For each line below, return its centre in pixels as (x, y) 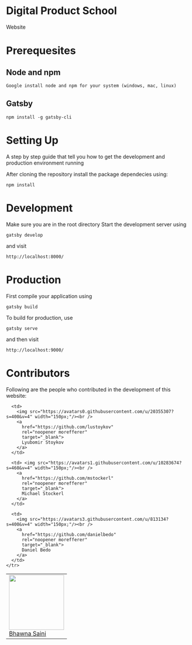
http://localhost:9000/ (35, 350)
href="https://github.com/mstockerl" (68, 478)
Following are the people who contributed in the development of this (88, 389)
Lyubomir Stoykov (43, 442)
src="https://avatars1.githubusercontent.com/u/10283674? (109, 463)
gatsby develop (25, 235)
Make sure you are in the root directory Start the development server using (96, 224)
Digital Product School (61, 11)
